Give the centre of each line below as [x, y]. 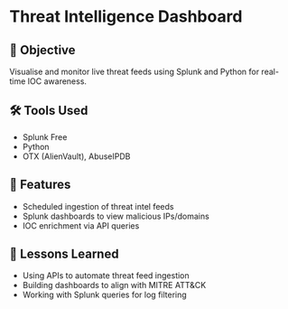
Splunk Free [45, 136]
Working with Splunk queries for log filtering [104, 295]
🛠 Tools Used [49, 111]
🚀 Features [40, 185]
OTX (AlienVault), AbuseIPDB [76, 156]
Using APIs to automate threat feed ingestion [106, 276]
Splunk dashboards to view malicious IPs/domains [116, 216]
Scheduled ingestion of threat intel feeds [98, 206]
